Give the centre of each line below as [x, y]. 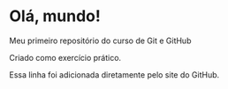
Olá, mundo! [55, 16]
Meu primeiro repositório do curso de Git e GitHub [100, 41]
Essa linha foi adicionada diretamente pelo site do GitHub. [114, 74]
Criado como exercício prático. [65, 57]
